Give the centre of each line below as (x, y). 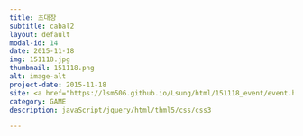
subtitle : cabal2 (42, 26)
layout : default (40, 34)
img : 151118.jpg (40, 59)
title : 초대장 (33, 18)
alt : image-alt (38, 77)
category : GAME (38, 101)
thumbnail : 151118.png (52, 68)
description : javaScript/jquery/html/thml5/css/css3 (110, 110)
